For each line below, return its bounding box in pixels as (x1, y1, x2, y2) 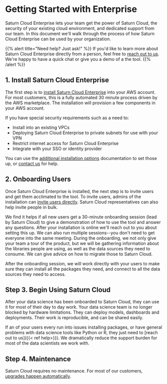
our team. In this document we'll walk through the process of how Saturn (5, 30, 155, 36)
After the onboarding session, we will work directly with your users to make (5, 260, 160, 266)
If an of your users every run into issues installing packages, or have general (5, 324, 163, 330)
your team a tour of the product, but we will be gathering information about (5, 240, 159, 246)
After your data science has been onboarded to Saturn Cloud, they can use (5, 299, 160, 305)
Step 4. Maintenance (5, 355, 71, 363)
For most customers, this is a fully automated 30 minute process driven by (5, 94, 158, 100)
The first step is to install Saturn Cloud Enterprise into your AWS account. (5, 89, 156, 95)
